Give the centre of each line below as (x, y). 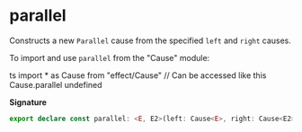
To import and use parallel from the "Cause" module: (110, 57)
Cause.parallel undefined (56, 84)
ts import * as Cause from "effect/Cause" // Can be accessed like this (138, 75)
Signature (28, 102)
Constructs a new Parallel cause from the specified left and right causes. (151, 40)
